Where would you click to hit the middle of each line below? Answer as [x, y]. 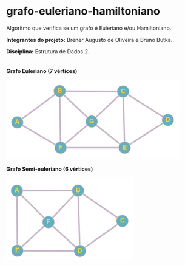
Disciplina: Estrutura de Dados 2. [48, 51]
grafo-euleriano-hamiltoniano [83, 11]
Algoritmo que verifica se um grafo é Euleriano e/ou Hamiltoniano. [89, 28]
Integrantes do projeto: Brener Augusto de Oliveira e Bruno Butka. [89, 40]
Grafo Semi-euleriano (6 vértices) [50, 169]
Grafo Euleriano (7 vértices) [42, 71]
